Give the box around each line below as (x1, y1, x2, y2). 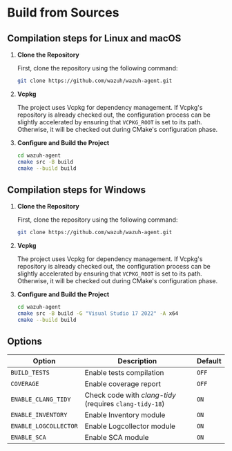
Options (7, 336, 43, 347)
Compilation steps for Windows (7, 184, 146, 195)
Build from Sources (7, 5, 119, 21)
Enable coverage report (84, 378, 161, 388)
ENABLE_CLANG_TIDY (10, 395, 71, 403)
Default (196, 356, 222, 365)
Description (117, 356, 157, 365)
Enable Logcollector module (84, 421, 176, 431)
